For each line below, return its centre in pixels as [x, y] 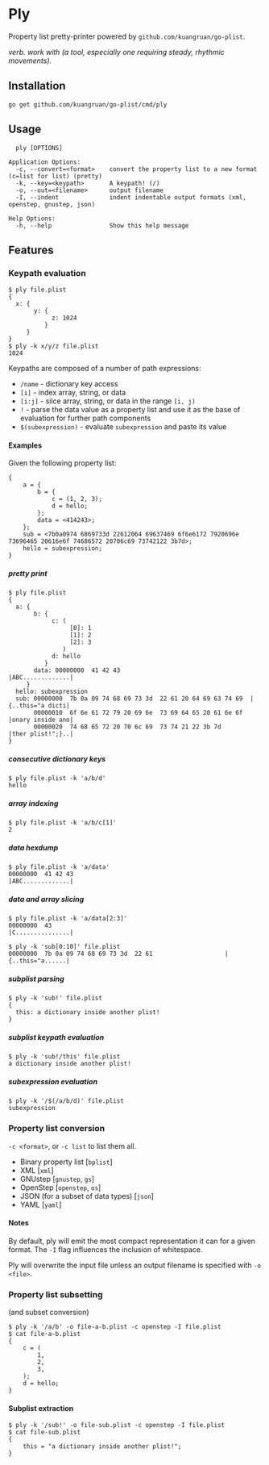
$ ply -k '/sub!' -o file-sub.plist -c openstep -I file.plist [117, 1425]
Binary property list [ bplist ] [66, 1162]
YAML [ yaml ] [41, 1204]
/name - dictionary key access [69, 384]
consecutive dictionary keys [57, 759]
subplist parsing [36, 979]
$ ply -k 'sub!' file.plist [56, 998]
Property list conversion [57, 1129]
